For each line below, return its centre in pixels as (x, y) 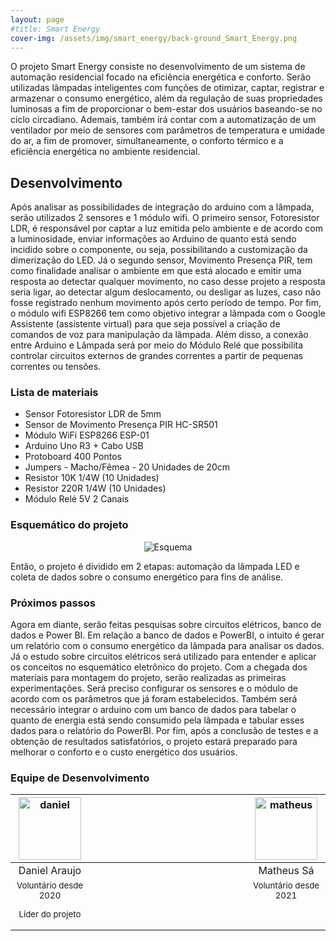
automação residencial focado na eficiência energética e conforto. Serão (161, 77)
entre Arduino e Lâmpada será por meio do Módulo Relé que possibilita (157, 345)
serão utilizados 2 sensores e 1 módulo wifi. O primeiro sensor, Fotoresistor (165, 218)
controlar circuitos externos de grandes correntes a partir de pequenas (157, 356)
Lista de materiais (54, 393)
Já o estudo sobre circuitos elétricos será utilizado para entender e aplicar (163, 657)
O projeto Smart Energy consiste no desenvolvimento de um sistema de (158, 67)
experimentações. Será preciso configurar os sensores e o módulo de (154, 688)
